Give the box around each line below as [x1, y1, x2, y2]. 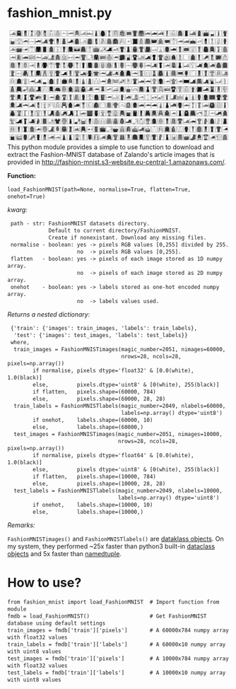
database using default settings [7, 620, 106, 627]
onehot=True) [7, 193, 46, 201]
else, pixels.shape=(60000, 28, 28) [33, 396, 166, 403]
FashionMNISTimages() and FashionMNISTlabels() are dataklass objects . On [7, 535, 224, 543]
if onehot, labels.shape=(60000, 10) [33, 417, 153, 424]
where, [10, 339, 30, 346]
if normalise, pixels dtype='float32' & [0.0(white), [33, 367, 194, 375]
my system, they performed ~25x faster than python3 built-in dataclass [7, 542, 216, 550]
